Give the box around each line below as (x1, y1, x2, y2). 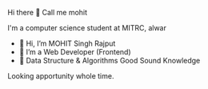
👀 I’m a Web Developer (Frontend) (18, 47, 131, 56)
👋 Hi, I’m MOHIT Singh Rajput (18, 38, 116, 48)
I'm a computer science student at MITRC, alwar (7, 23, 167, 32)
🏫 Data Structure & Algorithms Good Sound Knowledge (18, 56, 201, 65)
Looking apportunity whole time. (7, 71, 114, 80)
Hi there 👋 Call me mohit (7, 8, 88, 17)
